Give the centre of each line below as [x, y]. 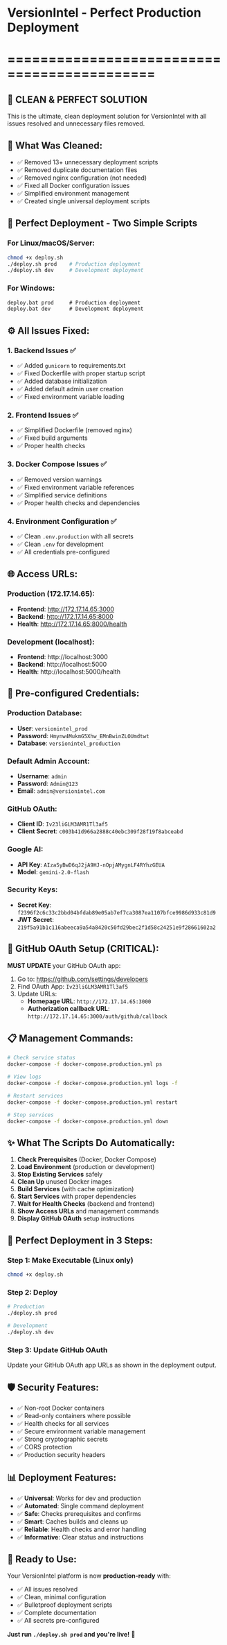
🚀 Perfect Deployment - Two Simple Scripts [102, 223]
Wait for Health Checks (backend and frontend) [86, 1204]
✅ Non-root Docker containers [61, 1408]
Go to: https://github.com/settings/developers [83, 979]
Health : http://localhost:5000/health [69, 672]
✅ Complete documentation [57, 1613]
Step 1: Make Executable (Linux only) [70, 1260]
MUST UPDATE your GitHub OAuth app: [64, 965]
